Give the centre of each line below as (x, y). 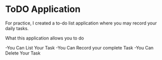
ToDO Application (43, 9)
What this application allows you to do (45, 38)
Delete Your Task (23, 53)
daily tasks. (17, 28)
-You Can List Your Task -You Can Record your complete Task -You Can (79, 47)
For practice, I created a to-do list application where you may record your (81, 23)
